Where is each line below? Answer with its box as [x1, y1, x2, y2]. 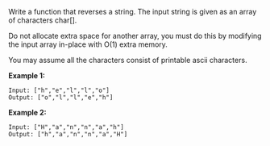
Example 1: [8, 71, 46, 80]
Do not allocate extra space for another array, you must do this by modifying [8, 31, 262, 40]
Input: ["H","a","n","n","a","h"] [8, 123, 125, 131]
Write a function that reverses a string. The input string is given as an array [8, 7, 257, 16]
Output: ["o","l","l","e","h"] [8, 94, 114, 102]
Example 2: [8, 108, 47, 117]
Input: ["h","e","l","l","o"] [8, 86, 110, 94]
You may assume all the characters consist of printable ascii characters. [8, 56, 247, 65]
